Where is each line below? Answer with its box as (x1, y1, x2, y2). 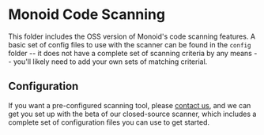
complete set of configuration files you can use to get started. (8, 117, 209, 127)
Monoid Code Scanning (8, 6, 166, 24)
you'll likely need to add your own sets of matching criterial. (13, 57, 208, 66)
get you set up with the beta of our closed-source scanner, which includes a (8, 109, 257, 118)
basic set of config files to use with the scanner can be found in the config (8, 39, 251, 49)
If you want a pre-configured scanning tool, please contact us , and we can (8, 100, 251, 110)
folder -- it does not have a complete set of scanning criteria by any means (8, 48, 253, 58)
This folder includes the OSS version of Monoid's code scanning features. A (8, 32, 255, 41)
